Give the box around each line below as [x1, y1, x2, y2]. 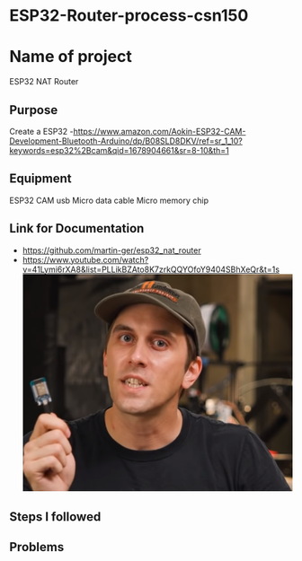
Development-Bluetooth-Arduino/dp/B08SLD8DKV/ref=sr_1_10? [9, 136, 243, 146]
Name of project [9, 47, 132, 67]
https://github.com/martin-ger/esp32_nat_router [22, 244, 201, 256]
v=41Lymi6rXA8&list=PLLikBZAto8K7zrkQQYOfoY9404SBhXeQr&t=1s [22, 264, 280, 275]
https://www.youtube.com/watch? [22, 254, 149, 265]
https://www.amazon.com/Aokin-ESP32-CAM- [73, 126, 246, 136]
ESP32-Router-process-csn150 [9, 5, 249, 26]
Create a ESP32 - [9, 126, 74, 136]
